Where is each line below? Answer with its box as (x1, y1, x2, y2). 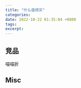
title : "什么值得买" (5, 7, 45, 13)
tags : (5, 21, 17, 27)
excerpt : (5, 26, 24, 32)
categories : (5, 12, 31, 17)
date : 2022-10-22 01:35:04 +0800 (5, 17, 76, 22)
